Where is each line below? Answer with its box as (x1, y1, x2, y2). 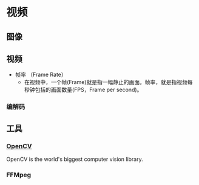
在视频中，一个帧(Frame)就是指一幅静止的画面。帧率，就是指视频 (24, 79, 188, 86)
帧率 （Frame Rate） (15, 71, 67, 79)
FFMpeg (6, 170, 32, 179)
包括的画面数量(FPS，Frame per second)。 (35, 86, 143, 94)
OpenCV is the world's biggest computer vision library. (6, 155, 144, 163)
